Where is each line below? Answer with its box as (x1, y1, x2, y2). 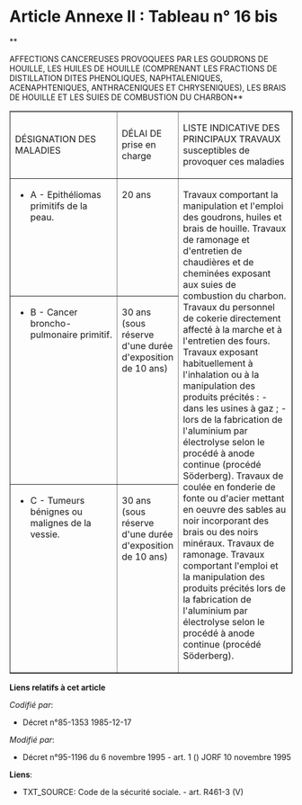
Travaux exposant (182, 345, 259, 358)
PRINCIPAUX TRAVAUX (182, 132, 281, 145)
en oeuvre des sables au (182, 503, 287, 515)
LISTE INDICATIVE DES (182, 121, 280, 134)
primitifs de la (30, 200, 88, 212)
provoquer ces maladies (182, 155, 285, 167)
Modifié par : (9, 734, 56, 745)
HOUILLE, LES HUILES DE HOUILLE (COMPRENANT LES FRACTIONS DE (9, 63, 278, 74)
